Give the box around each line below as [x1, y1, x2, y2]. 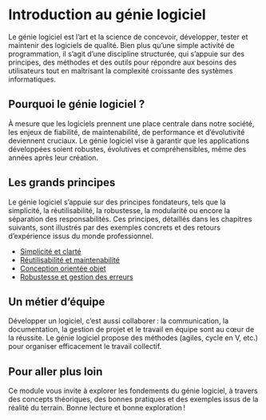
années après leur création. [8, 153, 98, 162]
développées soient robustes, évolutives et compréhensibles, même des [8, 144, 247, 153]
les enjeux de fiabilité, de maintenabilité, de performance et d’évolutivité [8, 127, 245, 137]
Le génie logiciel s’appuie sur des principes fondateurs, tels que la [8, 197, 226, 207]
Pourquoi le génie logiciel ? [8, 97, 145, 111]
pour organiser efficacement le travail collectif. [8, 342, 162, 351]
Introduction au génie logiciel [8, 6, 206, 24]
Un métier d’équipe [8, 295, 105, 308]
